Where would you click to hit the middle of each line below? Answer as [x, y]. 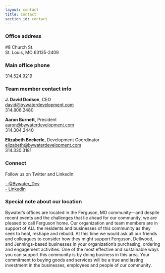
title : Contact [21, 14]
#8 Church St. [19, 47]
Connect [16, 163]
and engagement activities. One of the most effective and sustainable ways [82, 249]
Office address [24, 36]
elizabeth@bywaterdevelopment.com [43, 145]
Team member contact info [38, 89]
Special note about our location [44, 202]
